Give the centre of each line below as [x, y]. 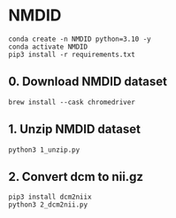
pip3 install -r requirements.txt [72, 54]
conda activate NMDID [48, 47]
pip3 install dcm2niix [50, 197]
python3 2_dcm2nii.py [48, 205]
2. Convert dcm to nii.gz [76, 177]
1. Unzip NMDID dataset [74, 129]
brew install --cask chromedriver [72, 102]
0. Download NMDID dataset [88, 82]
